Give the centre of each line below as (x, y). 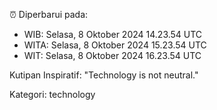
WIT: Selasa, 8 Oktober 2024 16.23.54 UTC (112, 55)
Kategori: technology (52, 94)
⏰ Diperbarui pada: (49, 14)
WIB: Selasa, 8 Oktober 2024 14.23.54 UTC (113, 34)
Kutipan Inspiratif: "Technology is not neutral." (104, 75)
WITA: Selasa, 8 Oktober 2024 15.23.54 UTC (115, 45)
